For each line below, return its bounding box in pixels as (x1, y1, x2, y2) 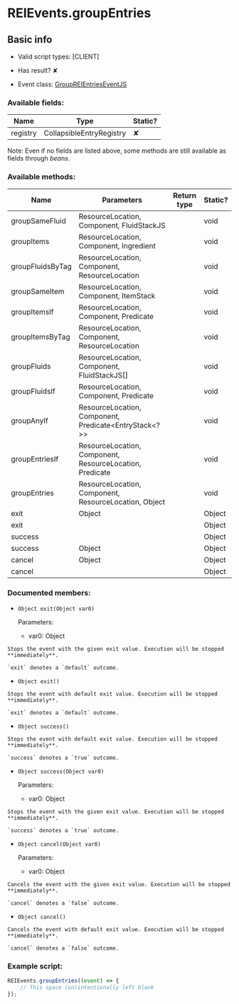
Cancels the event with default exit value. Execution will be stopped (7, 926, 224, 933)
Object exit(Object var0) (17, 605, 95, 612)
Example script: (7, 961, 63, 971)
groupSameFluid (11, 215, 66, 225)
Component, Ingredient (78, 240, 156, 250)
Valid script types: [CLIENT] (17, 52, 100, 61)
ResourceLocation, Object (78, 497, 166, 507)
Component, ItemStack (78, 290, 156, 300)
